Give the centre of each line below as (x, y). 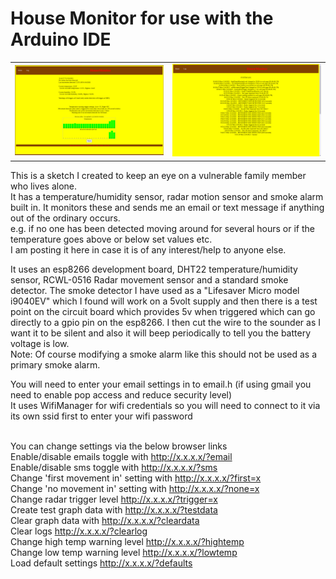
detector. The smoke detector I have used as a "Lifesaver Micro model (155, 290)
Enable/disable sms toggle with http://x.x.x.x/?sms (114, 467)
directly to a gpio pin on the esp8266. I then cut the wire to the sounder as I (166, 322)
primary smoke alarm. (55, 364)
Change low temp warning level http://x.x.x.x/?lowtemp (124, 552)
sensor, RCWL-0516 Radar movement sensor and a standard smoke (149, 279)
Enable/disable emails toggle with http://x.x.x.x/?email (121, 456)
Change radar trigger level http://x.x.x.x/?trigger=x (114, 499)
